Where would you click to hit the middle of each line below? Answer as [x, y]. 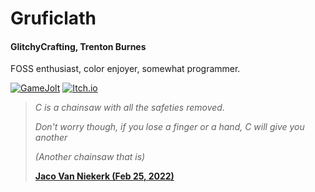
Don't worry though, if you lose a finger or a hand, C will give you [169, 127]
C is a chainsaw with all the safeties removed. [129, 108]
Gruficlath [53, 18]
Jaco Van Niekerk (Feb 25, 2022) [104, 176]
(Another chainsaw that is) [90, 157]
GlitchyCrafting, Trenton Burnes [78, 46]
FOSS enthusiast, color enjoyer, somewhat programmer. [125, 69]
